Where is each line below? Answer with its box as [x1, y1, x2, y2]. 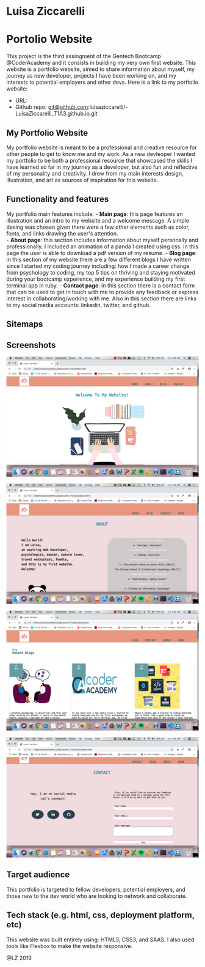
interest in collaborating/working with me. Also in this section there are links [6, 295, 197, 302]
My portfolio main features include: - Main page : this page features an [6, 210, 183, 218]
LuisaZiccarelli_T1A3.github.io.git [15, 110, 98, 117]
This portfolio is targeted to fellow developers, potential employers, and [6, 886, 186, 893]
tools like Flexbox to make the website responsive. [6, 942, 133, 949]
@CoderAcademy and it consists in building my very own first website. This [6, 59, 196, 67]
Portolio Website [6, 32, 93, 46]
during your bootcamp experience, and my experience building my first [6, 275, 185, 283]
